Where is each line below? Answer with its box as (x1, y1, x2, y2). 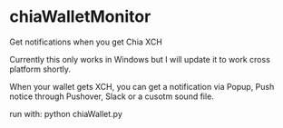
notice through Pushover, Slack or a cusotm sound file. (9, 91, 215, 102)
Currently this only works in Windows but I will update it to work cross (9, 54, 270, 64)
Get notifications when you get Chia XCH (9, 36, 163, 47)
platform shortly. (9, 64, 71, 74)
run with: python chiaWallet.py (9, 108, 122, 119)
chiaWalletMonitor (9, 6, 151, 27)
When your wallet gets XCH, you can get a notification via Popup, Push (9, 81, 275, 92)
